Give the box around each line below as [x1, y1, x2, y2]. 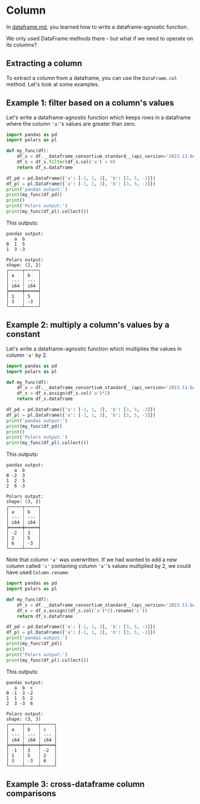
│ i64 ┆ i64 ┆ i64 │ [6, 737, 58, 743]
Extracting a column [6, 58, 82, 69]
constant [6, 329, 40, 340]
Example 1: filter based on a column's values [6, 98, 174, 108]
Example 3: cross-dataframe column [6, 779, 145, 789]
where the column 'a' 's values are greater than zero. [6, 120, 137, 127]
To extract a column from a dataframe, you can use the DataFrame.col [6, 74, 177, 81]
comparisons [6, 788, 57, 799]
